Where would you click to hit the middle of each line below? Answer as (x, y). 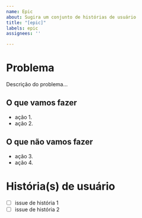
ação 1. (23, 117)
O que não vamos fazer (50, 142)
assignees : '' (24, 34)
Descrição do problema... (37, 84)
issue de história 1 (37, 203)
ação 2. (24, 123)
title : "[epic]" (26, 22)
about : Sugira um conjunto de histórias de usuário (71, 17)
